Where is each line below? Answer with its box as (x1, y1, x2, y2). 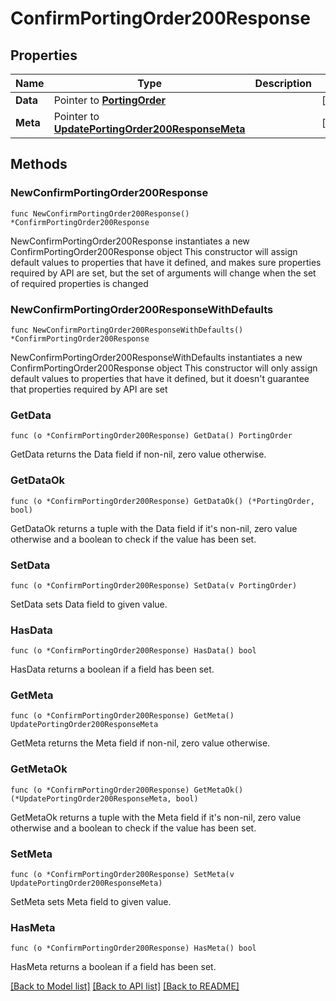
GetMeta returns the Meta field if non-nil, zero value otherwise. (10, 737, 271, 749)
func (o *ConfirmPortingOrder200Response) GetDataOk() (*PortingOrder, (10, 496, 315, 506)
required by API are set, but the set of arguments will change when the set (10, 267, 317, 279)
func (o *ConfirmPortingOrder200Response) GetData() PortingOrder (10, 431, 293, 441)
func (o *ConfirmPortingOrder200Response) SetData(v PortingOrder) (10, 580, 298, 591)
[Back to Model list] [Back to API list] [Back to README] (10, 980, 240, 992)
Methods (10, 156, 68, 173)
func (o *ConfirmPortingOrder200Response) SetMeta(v (10, 870, 235, 880)
